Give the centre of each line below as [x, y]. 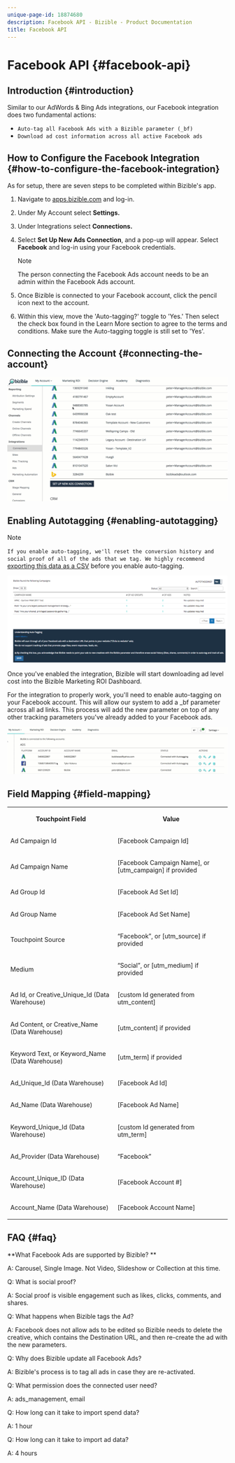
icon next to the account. [53, 303]
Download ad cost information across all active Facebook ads [110, 136]
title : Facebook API [37, 29]
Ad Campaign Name [39, 866]
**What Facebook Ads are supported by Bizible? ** [82, 1255]
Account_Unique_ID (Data [47, 1178]
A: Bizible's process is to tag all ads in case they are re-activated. [101, 1371]
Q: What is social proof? [42, 1282]
